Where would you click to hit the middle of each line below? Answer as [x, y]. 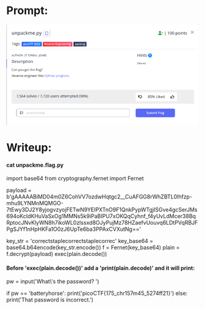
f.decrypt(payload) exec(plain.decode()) [57, 254]
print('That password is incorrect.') [50, 300]
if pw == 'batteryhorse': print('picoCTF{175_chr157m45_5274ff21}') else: [97, 293]
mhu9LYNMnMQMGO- [35, 203]
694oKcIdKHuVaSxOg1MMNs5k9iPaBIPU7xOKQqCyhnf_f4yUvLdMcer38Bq [101, 216]
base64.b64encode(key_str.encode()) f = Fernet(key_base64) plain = [93, 247]
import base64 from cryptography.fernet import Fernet [75, 178]
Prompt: [27, 11]
